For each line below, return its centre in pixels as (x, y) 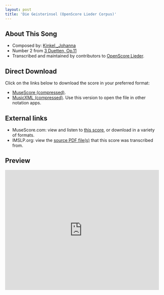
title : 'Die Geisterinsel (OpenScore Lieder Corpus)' (61, 14)
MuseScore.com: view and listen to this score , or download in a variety (83, 130)
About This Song (31, 34)
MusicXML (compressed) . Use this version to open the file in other (79, 98)
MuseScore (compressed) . (39, 93)
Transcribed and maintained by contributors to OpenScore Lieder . (78, 56)
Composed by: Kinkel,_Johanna (44, 46)
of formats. (23, 135)
